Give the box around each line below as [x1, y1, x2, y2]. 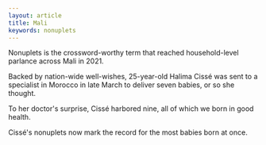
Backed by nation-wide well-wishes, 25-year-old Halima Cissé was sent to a [8, 72, 258, 82]
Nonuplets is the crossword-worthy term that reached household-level [8, 48, 240, 58]
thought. [8, 89, 37, 98]
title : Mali [8, 19, 48, 27]
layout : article [8, 11, 62, 20]
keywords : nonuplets [8, 26, 77, 34]
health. [8, 113, 31, 122]
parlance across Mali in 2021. [8, 56, 105, 66]
